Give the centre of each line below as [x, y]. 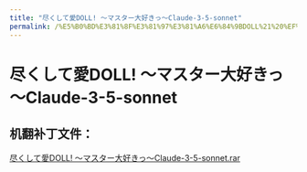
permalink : [30, 27]
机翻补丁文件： [52, 134]
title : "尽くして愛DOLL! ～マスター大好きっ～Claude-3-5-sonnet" [126, 18]
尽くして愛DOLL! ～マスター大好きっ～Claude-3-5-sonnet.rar [125, 157]
